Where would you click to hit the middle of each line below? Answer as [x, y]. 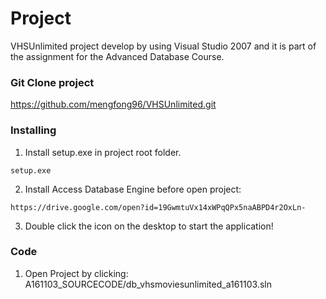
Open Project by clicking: [76, 273]
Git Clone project [52, 82]
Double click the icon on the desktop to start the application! [149, 226]
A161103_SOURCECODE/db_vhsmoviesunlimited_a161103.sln [148, 284]
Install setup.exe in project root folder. [103, 152]
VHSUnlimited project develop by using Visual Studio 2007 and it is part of [163, 46]
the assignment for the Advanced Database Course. [117, 56]
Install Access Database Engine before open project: [133, 189]
